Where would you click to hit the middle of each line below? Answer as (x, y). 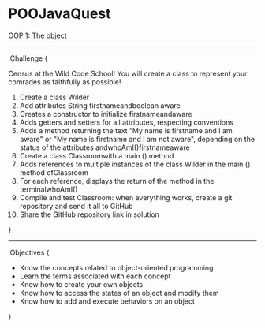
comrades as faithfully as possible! (65, 82)
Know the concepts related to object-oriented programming (116, 267)
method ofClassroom (54, 172)
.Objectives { (29, 252)
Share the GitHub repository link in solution (90, 214)
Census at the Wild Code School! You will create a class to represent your (128, 73)
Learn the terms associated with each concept (95, 276)
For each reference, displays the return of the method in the (117, 181)
